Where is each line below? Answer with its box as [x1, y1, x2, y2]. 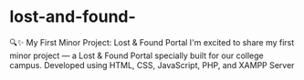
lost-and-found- [9, 6, 137, 27]
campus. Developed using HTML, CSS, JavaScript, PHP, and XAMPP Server [9, 59, 295, 70]
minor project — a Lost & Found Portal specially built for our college [9, 50, 264, 61]
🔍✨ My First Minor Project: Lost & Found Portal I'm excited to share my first [9, 36, 295, 47]
